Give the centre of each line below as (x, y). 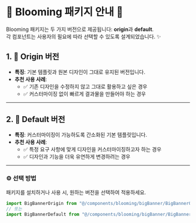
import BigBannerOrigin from (41, 203)
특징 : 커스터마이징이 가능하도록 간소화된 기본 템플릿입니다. (81, 134)
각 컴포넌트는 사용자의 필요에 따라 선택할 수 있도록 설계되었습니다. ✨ (84, 36)
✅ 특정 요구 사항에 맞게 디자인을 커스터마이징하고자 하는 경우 (92, 149)
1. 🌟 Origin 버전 (33, 57)
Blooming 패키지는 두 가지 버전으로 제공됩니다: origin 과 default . (80, 29)
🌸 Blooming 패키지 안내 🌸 (65, 12)
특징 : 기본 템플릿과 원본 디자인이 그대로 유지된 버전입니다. (80, 72)
